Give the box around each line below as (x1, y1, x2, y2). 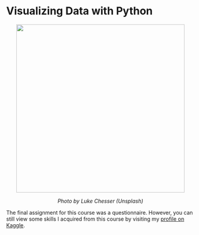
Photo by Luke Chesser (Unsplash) (57, 197, 143, 205)
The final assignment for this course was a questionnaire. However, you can (6, 209, 193, 216)
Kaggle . (6, 221, 26, 228)
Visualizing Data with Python (6, 4, 153, 18)
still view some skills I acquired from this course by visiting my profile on (6, 215, 185, 222)
